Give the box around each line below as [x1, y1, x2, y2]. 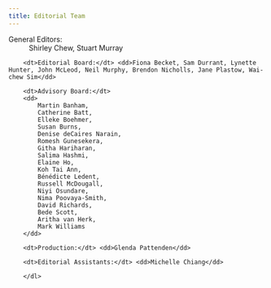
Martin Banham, [37, 101, 90, 110]
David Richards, [37, 201, 93, 209]
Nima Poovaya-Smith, [37, 194, 107, 202]
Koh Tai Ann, [37, 165, 82, 173]
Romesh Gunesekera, [37, 137, 104, 145]
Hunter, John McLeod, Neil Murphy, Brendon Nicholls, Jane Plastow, [8, 66, 246, 74]
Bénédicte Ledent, [37, 172, 100, 181]
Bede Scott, [37, 208, 79, 216]
